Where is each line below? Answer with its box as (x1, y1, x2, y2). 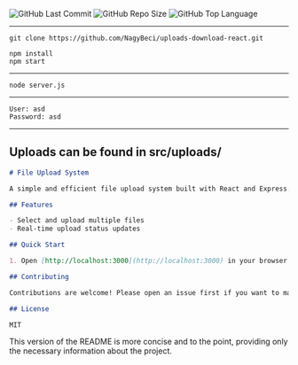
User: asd (9, 105, 46, 113)
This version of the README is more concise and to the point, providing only (9, 337, 288, 347)
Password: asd (9, 113, 62, 121)
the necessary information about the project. (9, 346, 173, 356)
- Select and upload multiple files (9, 216, 145, 225)
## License (9, 304, 50, 314)
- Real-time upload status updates (9, 224, 141, 234)
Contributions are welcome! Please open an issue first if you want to (9, 288, 279, 297)
